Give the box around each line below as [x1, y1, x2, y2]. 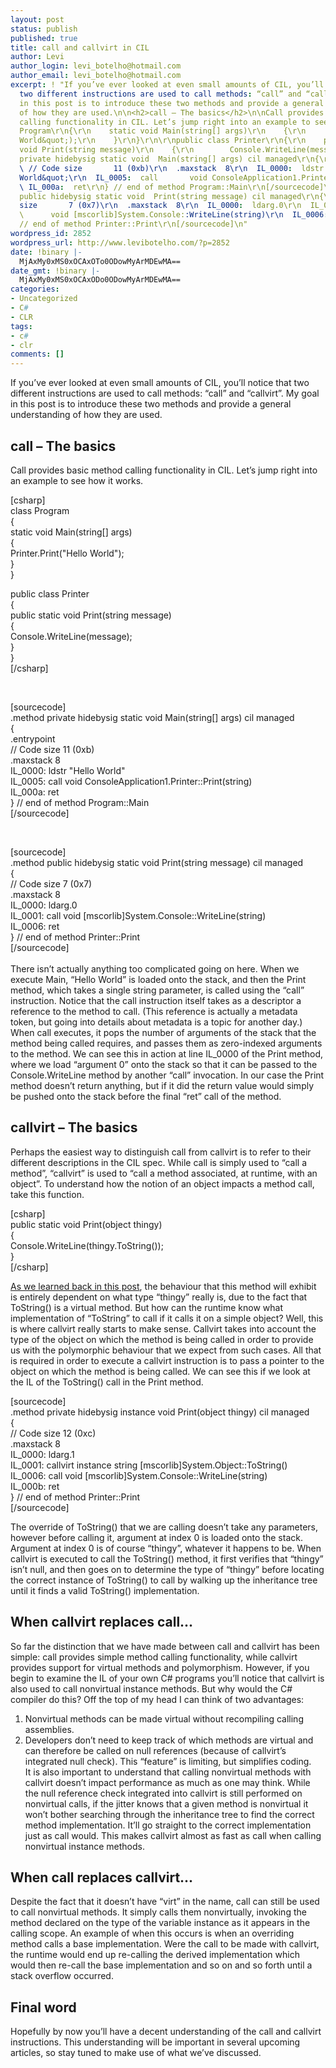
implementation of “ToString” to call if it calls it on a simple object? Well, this [10, 1312, 324, 1324]
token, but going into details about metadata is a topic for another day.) [10, 1016, 303, 1028]
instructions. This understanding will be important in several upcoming [10, 2036, 301, 2048]
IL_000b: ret [10, 1480, 60, 1492]
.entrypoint [10, 732, 56, 745]
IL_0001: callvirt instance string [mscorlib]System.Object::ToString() [10, 1459, 288, 1471]
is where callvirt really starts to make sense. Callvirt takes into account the [10, 1322, 317, 1335]
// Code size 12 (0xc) [10, 1427, 97, 1439]
